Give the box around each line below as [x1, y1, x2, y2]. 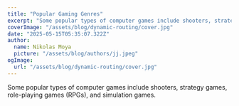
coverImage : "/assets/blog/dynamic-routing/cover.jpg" [7, 23, 174, 31]
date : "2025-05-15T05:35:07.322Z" [7, 30, 110, 38]
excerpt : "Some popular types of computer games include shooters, [7, 17, 212, 24]
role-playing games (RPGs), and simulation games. [7, 90, 156, 99]
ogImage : [7, 57, 33, 64]
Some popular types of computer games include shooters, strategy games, [7, 83, 228, 91]
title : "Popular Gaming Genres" [7, 10, 103, 18]
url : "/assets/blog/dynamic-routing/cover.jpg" [14, 63, 158, 70]
